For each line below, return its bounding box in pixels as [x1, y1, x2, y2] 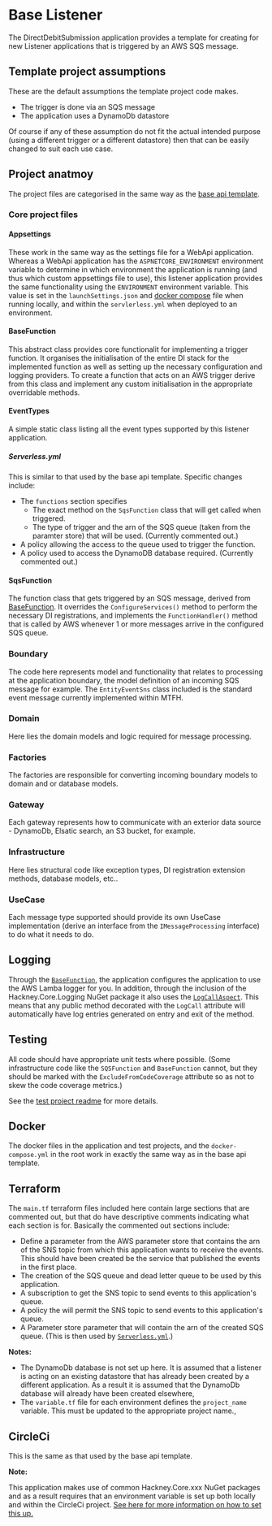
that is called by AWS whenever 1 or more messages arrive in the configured [8, 619, 264, 629]
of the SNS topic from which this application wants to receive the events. [19, 1245, 264, 1255]
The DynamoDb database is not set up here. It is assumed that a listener [19, 1363, 262, 1372]
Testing [8, 1033, 48, 1047]
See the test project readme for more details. [8, 1095, 158, 1106]
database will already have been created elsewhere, [19, 1389, 195, 1398]
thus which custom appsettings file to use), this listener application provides [8, 273, 263, 283]
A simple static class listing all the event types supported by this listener [8, 424, 250, 434]
